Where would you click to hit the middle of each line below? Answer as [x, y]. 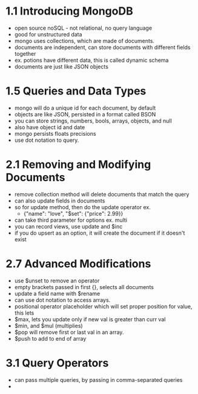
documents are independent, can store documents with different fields [102, 47]
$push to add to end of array [50, 338]
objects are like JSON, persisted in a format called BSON [85, 114]
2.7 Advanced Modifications [78, 264]
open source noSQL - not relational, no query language [83, 28]
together [25, 53]
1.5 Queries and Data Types [76, 91]
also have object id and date [50, 127]
